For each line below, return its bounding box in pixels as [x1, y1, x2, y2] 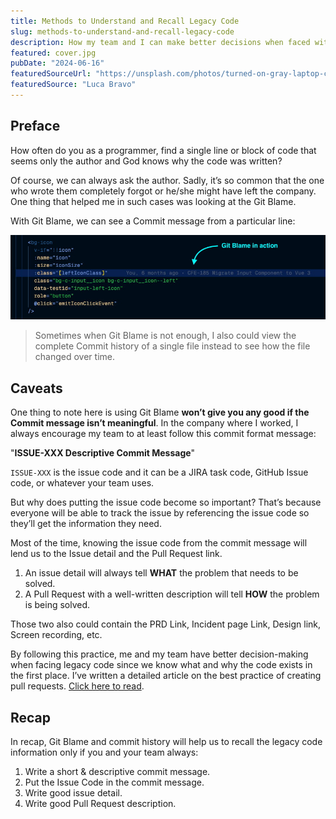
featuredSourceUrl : [10, 69, 92, 79]
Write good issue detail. [24, 786, 123, 799]
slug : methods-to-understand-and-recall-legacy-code [10, 26, 235, 37]
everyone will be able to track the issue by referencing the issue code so [10, 507, 310, 519]
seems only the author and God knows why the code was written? [10, 155, 283, 167]
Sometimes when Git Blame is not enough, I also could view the [34, 330, 297, 342]
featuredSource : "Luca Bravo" [10, 80, 137, 90]
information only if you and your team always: [10, 746, 199, 758]
